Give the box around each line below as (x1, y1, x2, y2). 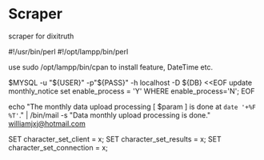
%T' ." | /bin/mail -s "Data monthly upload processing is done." (8, 110, 211, 120)
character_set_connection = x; (8, 142, 108, 152)
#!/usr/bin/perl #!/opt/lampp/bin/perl (8, 46, 129, 56)
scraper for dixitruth (8, 31, 74, 41)
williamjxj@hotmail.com (8, 118, 86, 128)
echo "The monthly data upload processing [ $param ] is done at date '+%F (8, 102, 256, 111)
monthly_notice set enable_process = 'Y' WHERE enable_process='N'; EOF (8, 86, 255, 96)
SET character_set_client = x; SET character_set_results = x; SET (8, 134, 222, 144)
